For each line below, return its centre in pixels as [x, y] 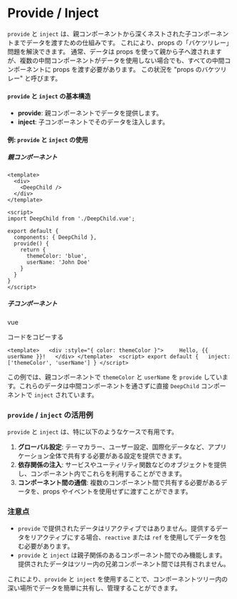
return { [33, 250]
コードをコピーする [36, 337]
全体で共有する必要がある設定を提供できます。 [117, 455]
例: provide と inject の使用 [48, 140]
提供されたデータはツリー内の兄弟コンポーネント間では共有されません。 [123, 564]
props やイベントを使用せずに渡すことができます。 [117, 491]
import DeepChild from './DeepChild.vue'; [71, 219]
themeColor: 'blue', [57, 256]
